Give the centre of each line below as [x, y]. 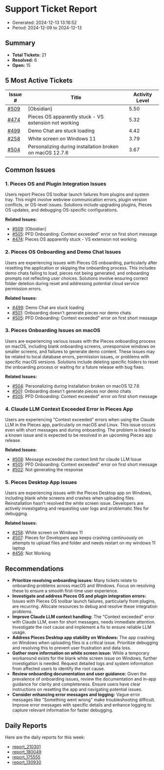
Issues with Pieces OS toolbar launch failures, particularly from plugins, [84, 601]
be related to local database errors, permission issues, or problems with [77, 356]
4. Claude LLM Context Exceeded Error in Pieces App [69, 409]
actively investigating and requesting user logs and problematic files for [77, 508]
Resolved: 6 [25, 60]
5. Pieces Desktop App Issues [41, 482]
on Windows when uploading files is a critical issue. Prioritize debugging [85, 643]
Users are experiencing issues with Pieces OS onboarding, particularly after [81, 263]
